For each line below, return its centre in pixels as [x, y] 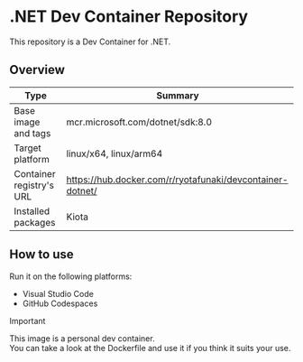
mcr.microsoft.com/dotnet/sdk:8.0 [139, 122]
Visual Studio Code [58, 293]
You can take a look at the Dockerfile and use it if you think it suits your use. [150, 348]
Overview [37, 70]
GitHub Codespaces [60, 303]
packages [35, 222]
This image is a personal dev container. [82, 338]
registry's [34, 185]
